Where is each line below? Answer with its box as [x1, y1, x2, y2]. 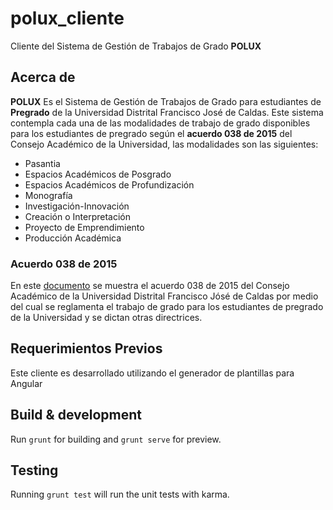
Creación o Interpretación [24, 210, 132, 222]
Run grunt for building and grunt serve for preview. [10, 433, 222, 445]
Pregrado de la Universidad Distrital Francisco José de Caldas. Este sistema [10, 106, 324, 118]
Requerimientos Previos [10, 340, 163, 357]
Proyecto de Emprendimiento [24, 221, 145, 233]
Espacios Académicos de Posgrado [24, 168, 172, 180]
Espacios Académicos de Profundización [24, 178, 195, 191]
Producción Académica [24, 232, 122, 244]
